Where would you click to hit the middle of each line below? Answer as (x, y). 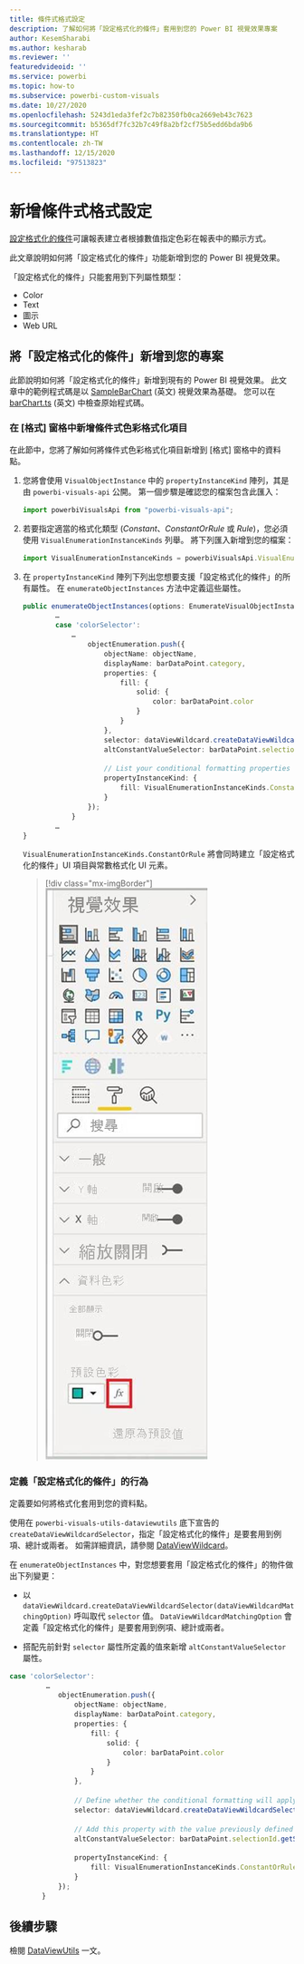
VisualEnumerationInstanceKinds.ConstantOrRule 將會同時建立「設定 (150, 854)
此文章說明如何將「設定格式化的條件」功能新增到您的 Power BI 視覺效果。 (147, 258)
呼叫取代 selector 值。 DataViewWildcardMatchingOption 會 (183, 1616)
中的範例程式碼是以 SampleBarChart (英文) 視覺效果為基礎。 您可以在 (146, 391)
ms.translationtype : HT (54, 134)
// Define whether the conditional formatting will (173, 1801)
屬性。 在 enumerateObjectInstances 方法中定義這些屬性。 (138, 588)
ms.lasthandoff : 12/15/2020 (62, 153)
